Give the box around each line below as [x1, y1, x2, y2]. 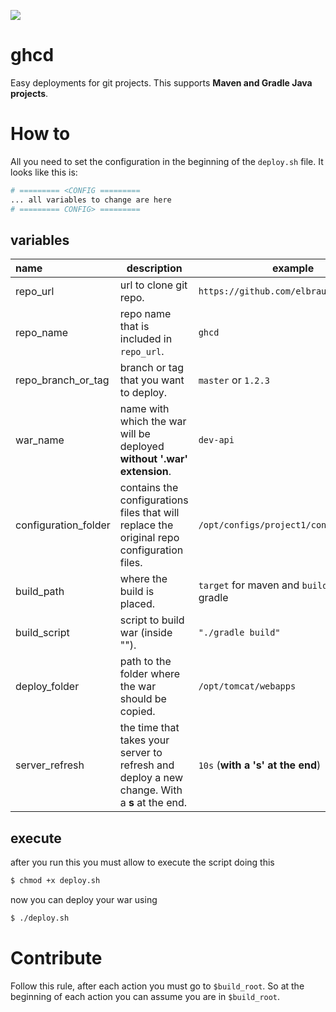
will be [119, 427, 151, 441]
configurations [119, 493, 189, 507]
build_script [15, 626, 70, 640]
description [126, 261, 183, 275]
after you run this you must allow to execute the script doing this [10, 856, 275, 869]
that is [119, 320, 150, 334]
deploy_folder [15, 680, 80, 694]
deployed [119, 440, 165, 454]
